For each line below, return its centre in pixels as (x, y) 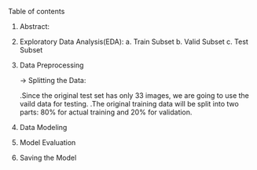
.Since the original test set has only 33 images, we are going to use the (134, 96)
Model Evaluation (48, 143)
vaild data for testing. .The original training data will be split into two (129, 104)
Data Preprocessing (51, 65)
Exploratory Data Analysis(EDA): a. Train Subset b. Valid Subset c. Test (134, 42)
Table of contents (37, 11)
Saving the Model (48, 157)
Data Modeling (43, 127)
